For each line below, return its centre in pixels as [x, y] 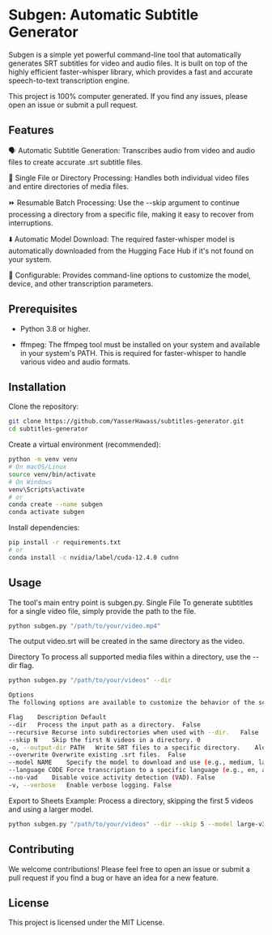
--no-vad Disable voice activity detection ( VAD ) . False [112, 778]
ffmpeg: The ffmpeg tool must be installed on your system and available [140, 344]
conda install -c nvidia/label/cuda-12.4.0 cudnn [94, 557]
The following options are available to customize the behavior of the [132, 703]
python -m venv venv [43, 460]
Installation [37, 387]
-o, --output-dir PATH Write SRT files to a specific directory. [125, 748]
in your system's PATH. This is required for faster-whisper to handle [133, 353]
